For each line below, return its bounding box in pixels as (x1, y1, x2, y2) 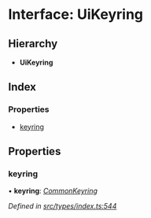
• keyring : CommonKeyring (8, 187, 98, 196)
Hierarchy (8, 37, 58, 50)
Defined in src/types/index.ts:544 (8, 201, 117, 211)
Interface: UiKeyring (8, 6, 144, 24)
